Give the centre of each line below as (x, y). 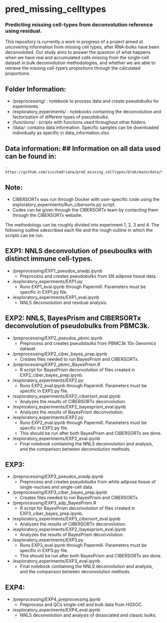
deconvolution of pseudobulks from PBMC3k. (78, 326)
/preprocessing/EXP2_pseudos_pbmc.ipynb (57, 338)
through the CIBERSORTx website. (47, 215)
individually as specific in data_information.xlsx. (61, 133)
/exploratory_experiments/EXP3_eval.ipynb (56, 561)
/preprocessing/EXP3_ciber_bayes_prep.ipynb (60, 492)
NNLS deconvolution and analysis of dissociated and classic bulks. (88, 615)
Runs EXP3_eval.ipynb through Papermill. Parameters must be (83, 545)
